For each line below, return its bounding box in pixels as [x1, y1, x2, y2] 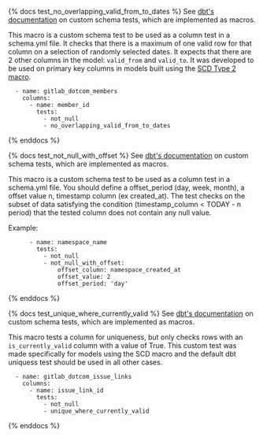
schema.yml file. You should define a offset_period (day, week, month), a [8, 183, 245, 192]
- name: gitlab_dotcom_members [15, 87, 118, 95]
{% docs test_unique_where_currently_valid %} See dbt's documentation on [8, 309, 254, 318]
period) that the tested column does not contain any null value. [8, 208, 212, 217]
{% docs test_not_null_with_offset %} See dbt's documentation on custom [8, 151, 249, 160]
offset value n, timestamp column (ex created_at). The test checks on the [8, 191, 246, 200]
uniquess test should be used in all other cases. [8, 357, 163, 367]
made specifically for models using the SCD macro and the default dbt [8, 350, 236, 358]
